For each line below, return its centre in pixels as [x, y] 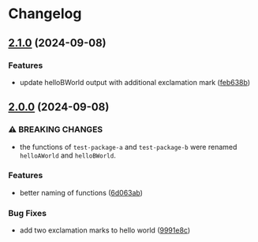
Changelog [45, 14]
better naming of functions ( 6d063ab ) [81, 192]
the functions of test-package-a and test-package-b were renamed [128, 147]
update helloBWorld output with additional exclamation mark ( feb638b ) [135, 82]
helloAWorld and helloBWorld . [67, 155]
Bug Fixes [28, 213]
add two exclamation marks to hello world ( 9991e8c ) [105, 230]
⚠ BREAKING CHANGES [56, 129]
